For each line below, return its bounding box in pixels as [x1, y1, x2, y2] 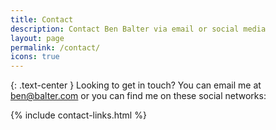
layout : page [10, 33, 65, 43]
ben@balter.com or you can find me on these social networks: [10, 90, 267, 102]
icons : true [10, 52, 60, 62]
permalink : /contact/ [10, 42, 101, 53]
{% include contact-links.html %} [10, 109, 147, 121]
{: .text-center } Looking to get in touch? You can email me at [10, 79, 262, 91]
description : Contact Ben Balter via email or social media [10, 24, 267, 34]
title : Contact [10, 14, 74, 25]
